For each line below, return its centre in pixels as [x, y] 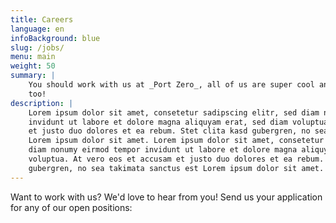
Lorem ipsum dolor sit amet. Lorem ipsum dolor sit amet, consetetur [176, 141]
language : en [37, 29]
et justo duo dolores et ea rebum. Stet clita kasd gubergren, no [169, 131]
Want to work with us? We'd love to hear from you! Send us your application [166, 197]
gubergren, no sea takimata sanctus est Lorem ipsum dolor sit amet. [176, 168]
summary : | [33, 76]
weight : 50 [33, 66]
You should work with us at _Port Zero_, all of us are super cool [171, 85]
